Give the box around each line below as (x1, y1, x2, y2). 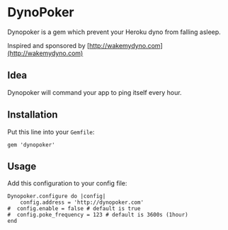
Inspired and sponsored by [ (7, 41, 90, 50)
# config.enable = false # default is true (7, 205, 141, 212)
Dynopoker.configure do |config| (7, 192, 106, 200)
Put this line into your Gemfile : (7, 127, 95, 136)
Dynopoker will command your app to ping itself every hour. (7, 88, 182, 96)
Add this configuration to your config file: (7, 179, 127, 188)
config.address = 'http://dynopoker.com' (20, 199, 144, 206)
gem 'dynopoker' (7, 141, 55, 149)
